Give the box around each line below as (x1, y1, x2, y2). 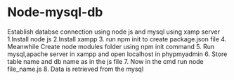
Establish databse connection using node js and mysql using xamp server (7, 27, 220, 36)
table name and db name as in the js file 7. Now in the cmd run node (7, 57, 204, 65)
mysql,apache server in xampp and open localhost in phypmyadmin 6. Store (7, 50, 228, 58)
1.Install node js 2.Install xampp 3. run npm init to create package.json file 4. (7, 34, 227, 43)
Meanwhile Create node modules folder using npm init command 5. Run (7, 42, 215, 51)
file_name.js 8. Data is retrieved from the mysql (7, 65, 144, 73)
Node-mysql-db (7, 4, 103, 20)
